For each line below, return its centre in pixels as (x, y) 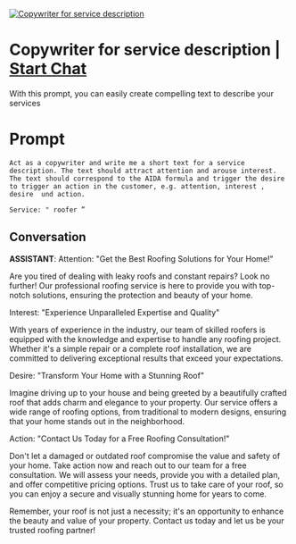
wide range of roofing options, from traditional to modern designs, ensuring (148, 412)
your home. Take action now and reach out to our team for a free (128, 465)
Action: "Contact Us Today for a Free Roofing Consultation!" (119, 439)
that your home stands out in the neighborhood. (97, 421)
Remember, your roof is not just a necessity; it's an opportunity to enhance (147, 511)
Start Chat (48, 69)
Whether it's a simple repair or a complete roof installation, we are (131, 348)
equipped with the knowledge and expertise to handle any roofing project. (145, 339)
